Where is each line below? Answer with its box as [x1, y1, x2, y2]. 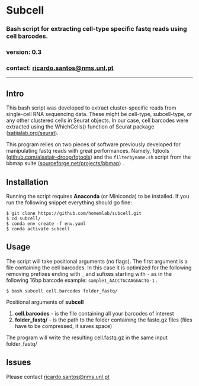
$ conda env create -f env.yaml [6, 220, 86, 227]
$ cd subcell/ [6, 215, 41, 221]
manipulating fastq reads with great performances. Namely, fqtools [6, 147, 170, 155]
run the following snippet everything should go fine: [6, 199, 132, 206]
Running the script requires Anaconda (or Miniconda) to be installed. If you [6, 192, 190, 200]
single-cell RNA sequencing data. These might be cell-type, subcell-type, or [6, 111, 192, 118]
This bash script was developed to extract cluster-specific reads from [6, 104, 176, 111]
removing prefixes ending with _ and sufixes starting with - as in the [6, 270, 172, 277]
